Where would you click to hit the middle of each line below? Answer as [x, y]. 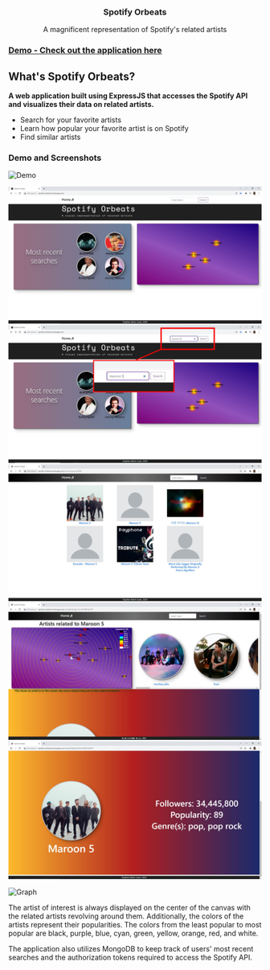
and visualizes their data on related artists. [81, 105]
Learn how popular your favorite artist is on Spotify [104, 129]
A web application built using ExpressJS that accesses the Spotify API [128, 96]
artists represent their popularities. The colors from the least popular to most [135, 924]
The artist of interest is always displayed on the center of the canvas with [130, 907]
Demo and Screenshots [55, 158]
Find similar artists [50, 137]
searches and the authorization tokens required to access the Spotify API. [131, 957]
